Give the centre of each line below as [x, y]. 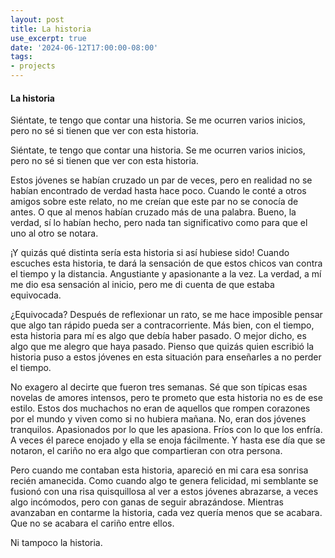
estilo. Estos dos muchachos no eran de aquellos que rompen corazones [160, 408]
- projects [33, 66]
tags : [21, 57]
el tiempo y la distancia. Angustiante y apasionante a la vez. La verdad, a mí [166, 274]
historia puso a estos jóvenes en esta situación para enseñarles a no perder [166, 357]
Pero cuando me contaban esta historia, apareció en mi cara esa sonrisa [159, 470]
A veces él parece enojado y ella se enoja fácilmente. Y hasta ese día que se [168, 440]
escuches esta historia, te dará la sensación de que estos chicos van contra [166, 263]
